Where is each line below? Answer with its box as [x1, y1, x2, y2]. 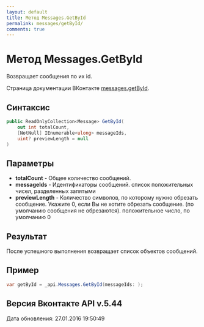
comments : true [6, 26, 45, 32]
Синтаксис [6, 102, 50, 113]
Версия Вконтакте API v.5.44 [6, 298, 123, 309]
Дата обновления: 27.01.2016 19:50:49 [6, 315, 105, 322]
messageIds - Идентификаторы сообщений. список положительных [15, 181, 194, 189]
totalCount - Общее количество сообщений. [15, 175, 131, 182]
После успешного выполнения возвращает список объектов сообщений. [6, 247, 198, 255]
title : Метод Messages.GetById [6, 15, 86, 21]
